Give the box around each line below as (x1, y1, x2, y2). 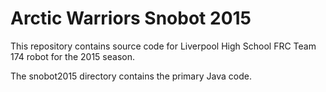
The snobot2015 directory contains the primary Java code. (10, 70, 252, 82)
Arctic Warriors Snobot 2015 (10, 7, 252, 30)
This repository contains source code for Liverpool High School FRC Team (10, 40, 317, 52)
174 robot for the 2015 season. (10, 50, 135, 62)
